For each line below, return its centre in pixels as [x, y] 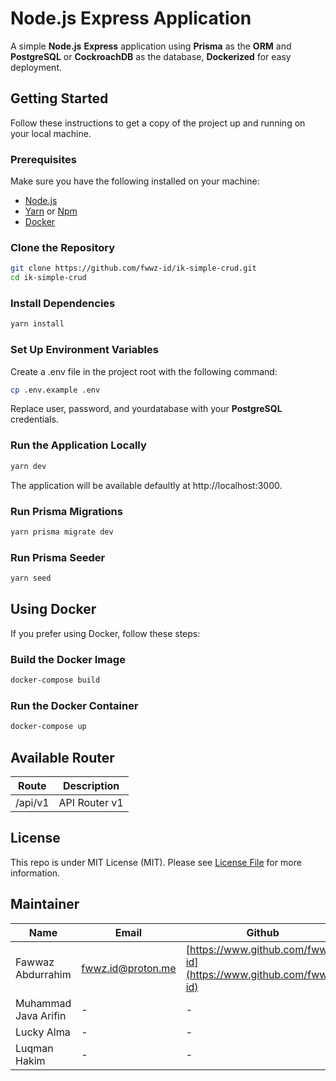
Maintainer [45, 904]
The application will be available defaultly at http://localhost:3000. [146, 485]
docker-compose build [55, 680]
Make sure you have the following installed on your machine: [135, 181]
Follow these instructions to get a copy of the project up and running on [158, 123]
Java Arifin [41, 1015]
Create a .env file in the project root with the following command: [144, 371]
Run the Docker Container [74, 705]
